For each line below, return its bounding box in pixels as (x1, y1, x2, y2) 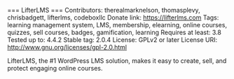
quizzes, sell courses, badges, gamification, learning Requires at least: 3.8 (7, 28, 222, 36)
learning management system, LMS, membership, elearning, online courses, (7, 21, 228, 29)
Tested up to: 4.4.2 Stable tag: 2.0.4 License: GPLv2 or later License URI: (7, 36, 218, 44)
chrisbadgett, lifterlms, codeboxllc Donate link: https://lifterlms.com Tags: (7, 13, 219, 22)
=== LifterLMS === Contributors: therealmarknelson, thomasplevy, (7, 6, 201, 14)
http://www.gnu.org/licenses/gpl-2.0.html (7, 43, 128, 51)
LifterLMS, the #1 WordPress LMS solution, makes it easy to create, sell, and (7, 57, 227, 65)
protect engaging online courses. (7, 64, 103, 72)
